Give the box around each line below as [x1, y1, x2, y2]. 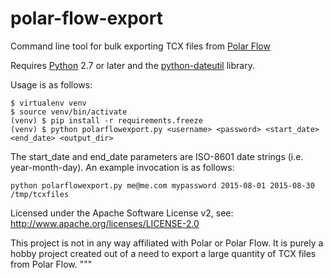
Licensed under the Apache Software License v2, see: [10, 207, 234, 219]
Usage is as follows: [10, 78, 93, 91]
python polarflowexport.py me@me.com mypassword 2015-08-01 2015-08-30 [10, 180, 315, 191]
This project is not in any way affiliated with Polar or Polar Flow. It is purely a [10, 237, 324, 249]
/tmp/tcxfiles [10, 189, 70, 199]
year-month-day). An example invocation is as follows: [10, 161, 235, 173]
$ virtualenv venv [10, 98, 87, 108]
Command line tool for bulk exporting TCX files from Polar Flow [10, 40, 271, 52]
